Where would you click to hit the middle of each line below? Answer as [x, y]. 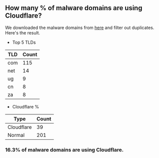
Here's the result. [23, 33]
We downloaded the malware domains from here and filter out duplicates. [80, 27]
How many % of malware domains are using [74, 8]
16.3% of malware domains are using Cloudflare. [64, 150]
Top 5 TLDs [24, 42]
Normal [16, 135]
